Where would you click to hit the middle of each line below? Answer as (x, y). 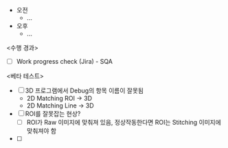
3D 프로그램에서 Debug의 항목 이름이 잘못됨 (84, 90)
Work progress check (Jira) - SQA (64, 61)
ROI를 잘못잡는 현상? (53, 114)
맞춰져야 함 (41, 131)
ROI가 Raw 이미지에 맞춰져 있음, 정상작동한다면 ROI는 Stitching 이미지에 (124, 123)
